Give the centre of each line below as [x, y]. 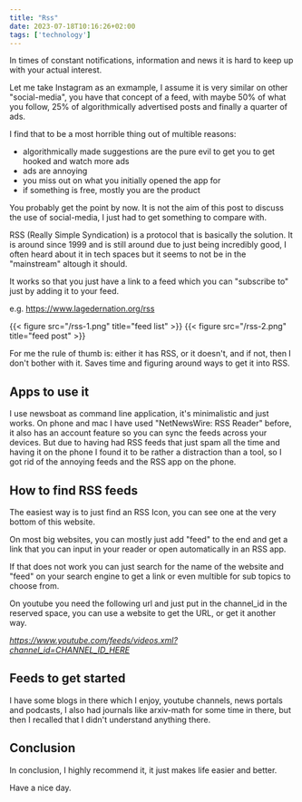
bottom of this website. [53, 522]
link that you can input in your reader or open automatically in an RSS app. [148, 549]
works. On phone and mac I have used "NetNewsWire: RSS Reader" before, [151, 424]
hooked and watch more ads [76, 161]
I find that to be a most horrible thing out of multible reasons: [123, 134]
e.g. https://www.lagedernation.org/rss [82, 308]
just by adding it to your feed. [64, 291]
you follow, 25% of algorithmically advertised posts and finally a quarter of [149, 107]
